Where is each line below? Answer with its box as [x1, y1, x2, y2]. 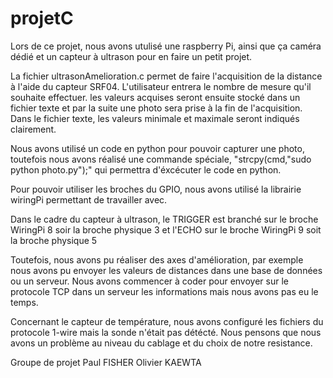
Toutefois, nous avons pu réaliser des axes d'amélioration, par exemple [10, 253, 304, 266]
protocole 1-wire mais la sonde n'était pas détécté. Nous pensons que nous [10, 326, 322, 338]
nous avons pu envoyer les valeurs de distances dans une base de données [10, 264, 323, 276]
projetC [10, 7, 74, 30]
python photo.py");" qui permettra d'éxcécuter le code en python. [10, 163, 282, 176]
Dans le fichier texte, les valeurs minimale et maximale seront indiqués [10, 112, 300, 124]
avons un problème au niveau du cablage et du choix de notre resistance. [10, 337, 313, 349]
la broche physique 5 [10, 234, 98, 246]
